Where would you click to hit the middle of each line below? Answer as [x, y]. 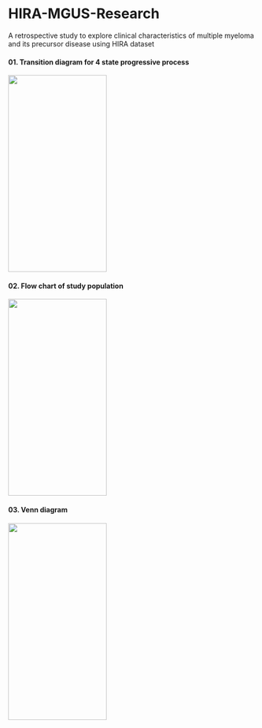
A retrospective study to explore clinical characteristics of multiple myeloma [131, 35]
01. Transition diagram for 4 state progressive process [99, 62]
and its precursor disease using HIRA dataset [81, 43]
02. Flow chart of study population [66, 286]
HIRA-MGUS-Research [84, 14]
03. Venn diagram [38, 509]
